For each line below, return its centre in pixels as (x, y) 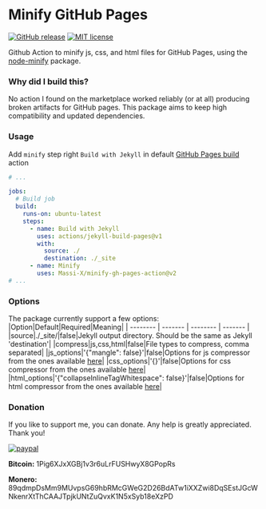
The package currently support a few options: (84, 319)
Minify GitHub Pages (78, 15)
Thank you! (27, 433)
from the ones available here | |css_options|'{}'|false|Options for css (120, 361)
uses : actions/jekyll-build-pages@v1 (99, 236)
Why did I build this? (49, 82)
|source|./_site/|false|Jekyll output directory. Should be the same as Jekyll (131, 336)
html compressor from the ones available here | (85, 387)
